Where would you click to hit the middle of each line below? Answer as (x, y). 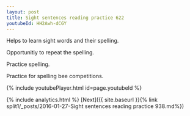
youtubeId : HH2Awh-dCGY (37, 23)
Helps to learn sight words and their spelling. (63, 41)
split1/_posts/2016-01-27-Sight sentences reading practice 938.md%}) (95, 106)
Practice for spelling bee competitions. (55, 76)
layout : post (23, 12)
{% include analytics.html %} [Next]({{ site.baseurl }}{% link (82, 100)
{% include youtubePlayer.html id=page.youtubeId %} (74, 88)
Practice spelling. (28, 64)
